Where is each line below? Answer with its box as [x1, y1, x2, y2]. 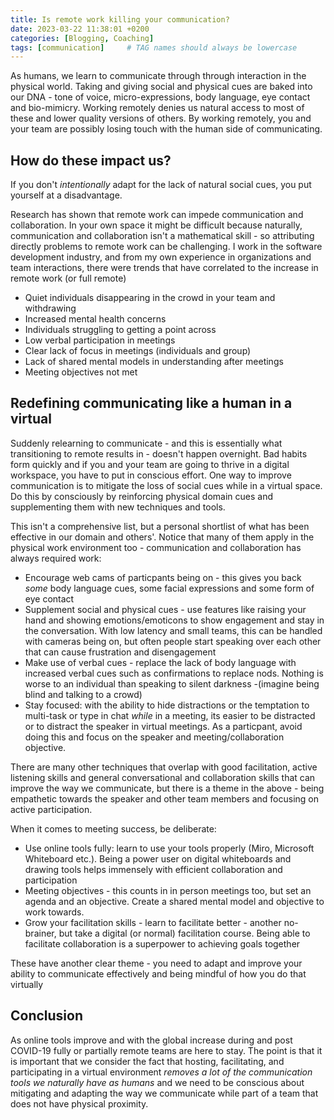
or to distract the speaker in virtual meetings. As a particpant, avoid [24, 720, 303, 732]
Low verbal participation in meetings [24, 334, 176, 346]
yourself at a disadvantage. [10, 189, 123, 201]
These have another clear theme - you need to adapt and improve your [10, 957, 303, 969]
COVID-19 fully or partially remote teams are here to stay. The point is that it [10, 1044, 323, 1056]
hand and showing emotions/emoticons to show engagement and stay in [24, 614, 325, 626]
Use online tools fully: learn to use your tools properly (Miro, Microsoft [24, 842, 315, 854]
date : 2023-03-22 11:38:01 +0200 [10, 24, 150, 34]
